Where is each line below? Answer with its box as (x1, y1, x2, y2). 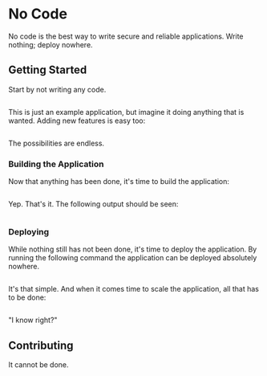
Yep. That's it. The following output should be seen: (8, 199, 179, 209)
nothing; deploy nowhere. (8, 39, 94, 49)
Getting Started (8, 63, 87, 77)
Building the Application (8, 158, 104, 170)
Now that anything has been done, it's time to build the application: (8, 177, 230, 186)
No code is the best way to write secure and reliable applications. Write (8, 31, 244, 41)
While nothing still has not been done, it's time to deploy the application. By (8, 244, 257, 254)
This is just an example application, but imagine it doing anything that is (8, 107, 245, 116)
